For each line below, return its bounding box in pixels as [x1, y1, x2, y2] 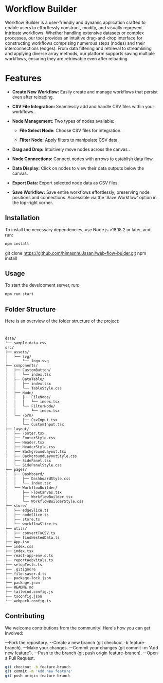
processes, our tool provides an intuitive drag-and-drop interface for [5, 35, 143, 41]
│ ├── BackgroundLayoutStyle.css [5, 454, 77, 459]
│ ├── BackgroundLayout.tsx [5, 449, 67, 454]
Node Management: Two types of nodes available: [12, 118, 115, 124]
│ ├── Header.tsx [5, 440, 45, 445]
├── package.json [5, 580, 40, 585]
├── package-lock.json [5, 576, 51, 581]
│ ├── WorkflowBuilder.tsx [5, 494, 73, 499]
